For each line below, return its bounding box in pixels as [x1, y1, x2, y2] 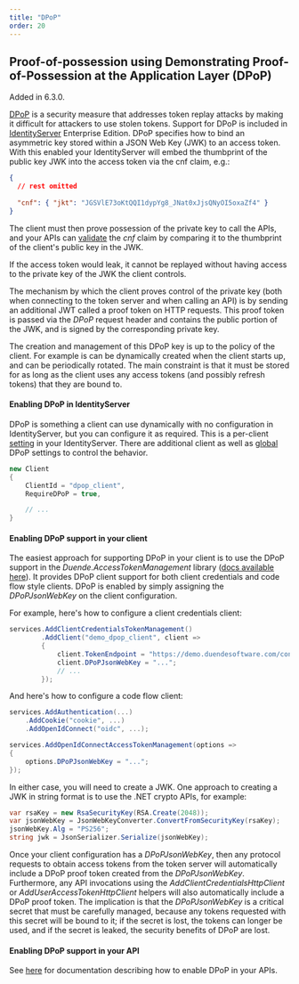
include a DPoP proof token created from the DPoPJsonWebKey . [9, 868, 245, 879]
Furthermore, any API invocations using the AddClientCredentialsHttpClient [9, 878, 285, 889]
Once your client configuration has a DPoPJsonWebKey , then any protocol [9, 850, 281, 860]
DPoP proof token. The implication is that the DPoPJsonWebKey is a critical [9, 897, 285, 907]
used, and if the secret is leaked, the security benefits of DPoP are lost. [9, 925, 271, 936]
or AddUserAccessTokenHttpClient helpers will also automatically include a [9, 887, 285, 898]
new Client [9, 464, 50, 473]
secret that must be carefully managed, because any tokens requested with [9, 906, 287, 917]
